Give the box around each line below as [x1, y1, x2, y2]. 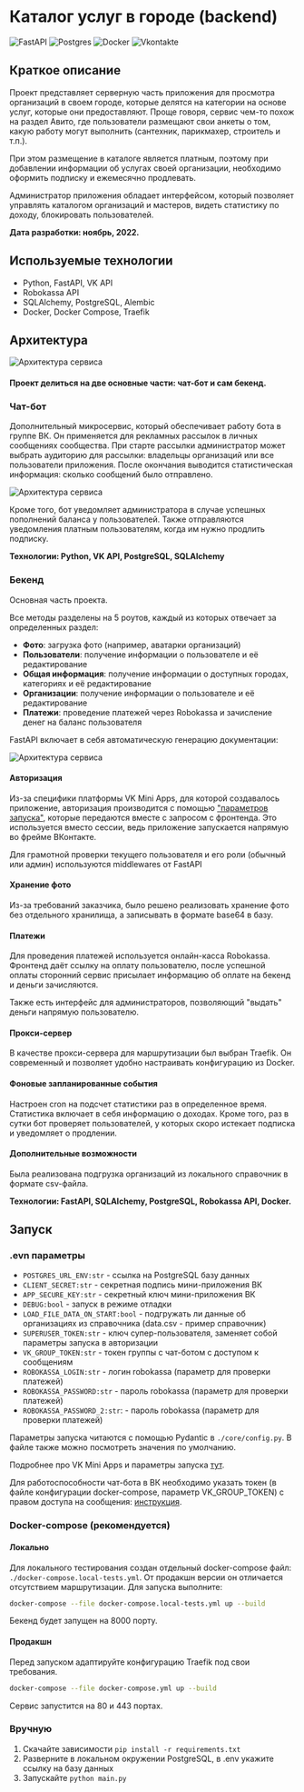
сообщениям [22, 1357, 74, 1367]
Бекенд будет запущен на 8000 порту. [9, 1616, 158, 1627]
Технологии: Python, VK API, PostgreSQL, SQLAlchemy [9, 551, 225, 562]
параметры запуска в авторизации [22, 1337, 159, 1348]
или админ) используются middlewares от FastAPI [9, 858, 202, 869]
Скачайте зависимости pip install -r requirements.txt [22, 1743, 241, 1754]
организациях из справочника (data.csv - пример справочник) [22, 1318, 267, 1329]
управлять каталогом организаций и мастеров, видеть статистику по [9, 199, 279, 210]
